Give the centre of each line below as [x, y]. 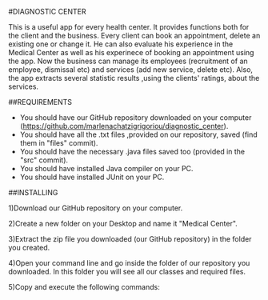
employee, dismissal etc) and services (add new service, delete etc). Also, [131, 70]
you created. [29, 248]
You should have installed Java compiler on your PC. [106, 168]
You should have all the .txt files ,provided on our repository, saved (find [138, 134]
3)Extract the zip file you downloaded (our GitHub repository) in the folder [130, 239]
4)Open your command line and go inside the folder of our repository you [129, 263]
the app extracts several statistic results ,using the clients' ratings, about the [134, 78]
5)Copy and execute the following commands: [84, 287]
